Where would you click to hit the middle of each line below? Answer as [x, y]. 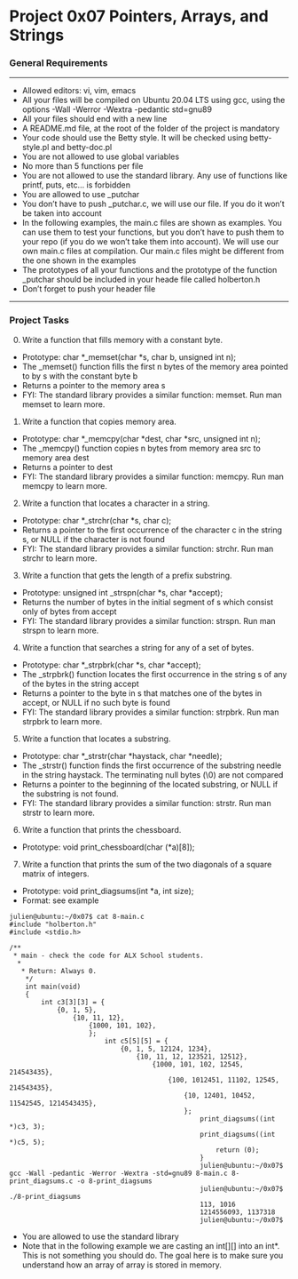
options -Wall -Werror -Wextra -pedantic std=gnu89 [117, 109]
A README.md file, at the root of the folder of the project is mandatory [151, 128]
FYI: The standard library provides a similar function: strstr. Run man [147, 803]
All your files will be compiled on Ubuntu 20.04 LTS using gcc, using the [153, 100]
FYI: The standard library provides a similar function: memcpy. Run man [153, 476]
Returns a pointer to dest [67, 467]
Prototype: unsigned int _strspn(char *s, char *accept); [122, 592]
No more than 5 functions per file [82, 166]
